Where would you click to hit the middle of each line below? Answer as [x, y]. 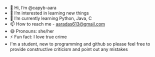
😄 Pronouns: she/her [32, 31]
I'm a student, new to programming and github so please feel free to [80, 44]
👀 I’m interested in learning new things [49, 13]
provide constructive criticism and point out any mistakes [69, 49]
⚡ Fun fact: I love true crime [38, 37]
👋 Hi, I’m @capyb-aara [33, 8]
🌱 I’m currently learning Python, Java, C [51, 18]
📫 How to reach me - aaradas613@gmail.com [57, 24]
